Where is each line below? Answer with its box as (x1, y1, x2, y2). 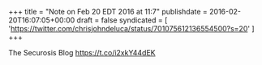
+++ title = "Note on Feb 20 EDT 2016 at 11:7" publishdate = (8, 7, 208, 16)
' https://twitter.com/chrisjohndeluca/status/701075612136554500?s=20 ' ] (8, 24, 255, 33)
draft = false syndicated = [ (76, 15, 168, 25)
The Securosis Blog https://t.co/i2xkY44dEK (8, 48, 156, 57)
